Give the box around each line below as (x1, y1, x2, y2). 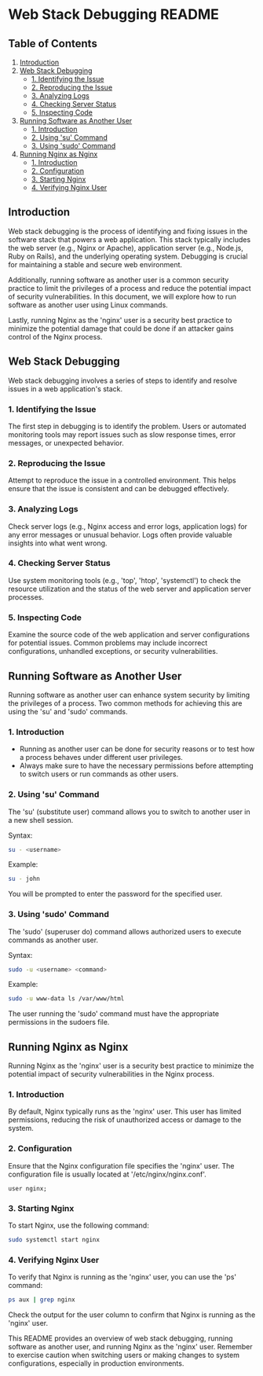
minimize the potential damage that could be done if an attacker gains (8, 324, 234, 333)
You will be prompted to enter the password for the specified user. (8, 890, 223, 899)
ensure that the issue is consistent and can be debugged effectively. (8, 484, 230, 494)
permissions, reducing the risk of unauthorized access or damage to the (8, 1115, 242, 1125)
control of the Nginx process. (8, 332, 103, 341)
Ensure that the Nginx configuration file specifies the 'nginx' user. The (8, 1161, 235, 1170)
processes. (8, 592, 45, 602)
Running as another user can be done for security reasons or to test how (19, 744, 255, 754)
